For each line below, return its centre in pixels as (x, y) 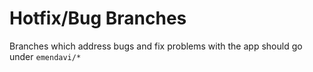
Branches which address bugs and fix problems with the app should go (156, 46)
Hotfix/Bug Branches (98, 18)
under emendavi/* (45, 56)
